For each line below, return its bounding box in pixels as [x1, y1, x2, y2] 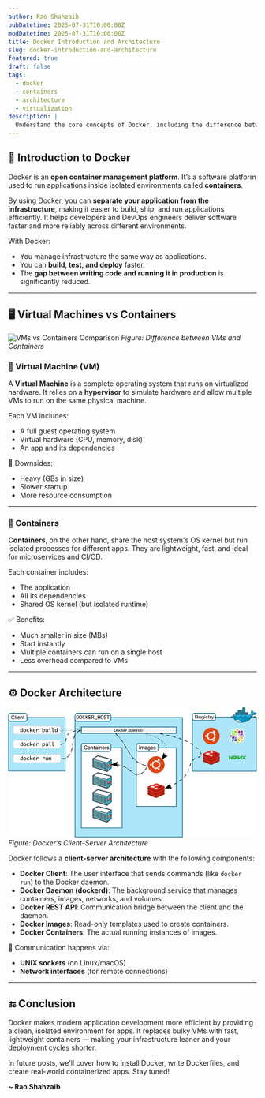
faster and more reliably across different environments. [8, 221, 187, 230]
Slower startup [19, 482, 68, 491]
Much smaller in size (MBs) [19, 631, 109, 640]
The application [19, 583, 71, 592]
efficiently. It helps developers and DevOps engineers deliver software [8, 212, 237, 222]
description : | [8, 113, 58, 121]
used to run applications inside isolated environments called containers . [8, 180, 243, 189]
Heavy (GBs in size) [19, 474, 84, 483]
